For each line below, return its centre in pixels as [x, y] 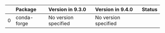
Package [26, 9]
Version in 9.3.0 [67, 9]
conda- [24, 17]
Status [150, 9]
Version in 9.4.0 [114, 9]
